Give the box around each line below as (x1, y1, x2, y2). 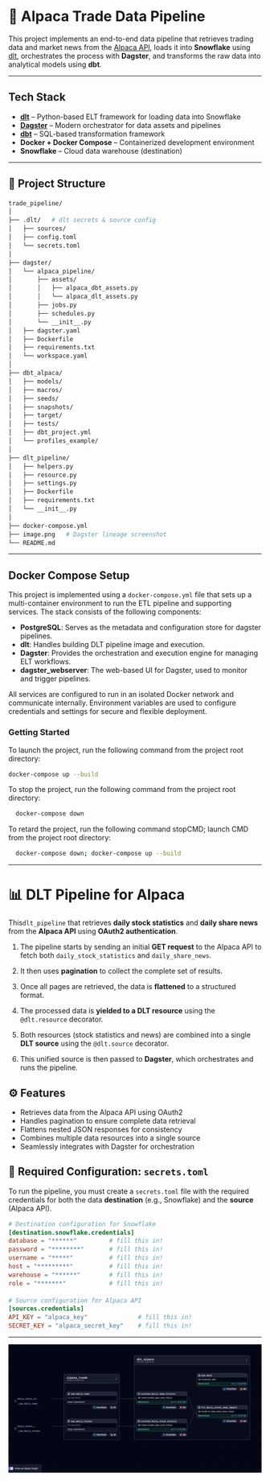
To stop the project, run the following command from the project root (8, 785, 236, 794)
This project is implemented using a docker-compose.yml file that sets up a (8, 590, 252, 600)
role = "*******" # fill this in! (8, 1279, 163, 1287)
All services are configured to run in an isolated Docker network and (8, 690, 235, 699)
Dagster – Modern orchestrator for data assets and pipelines (19, 120, 221, 130)
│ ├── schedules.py (8, 309, 95, 317)
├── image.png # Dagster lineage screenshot (8, 530, 167, 538)
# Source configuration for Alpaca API (8, 1296, 142, 1305)
